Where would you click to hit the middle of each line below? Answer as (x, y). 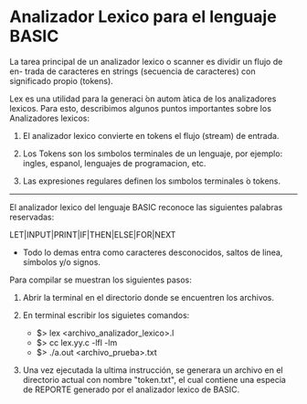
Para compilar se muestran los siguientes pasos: (101, 280)
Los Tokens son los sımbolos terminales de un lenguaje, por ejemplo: (153, 154)
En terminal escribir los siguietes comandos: (106, 315)
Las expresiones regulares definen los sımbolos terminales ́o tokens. (152, 181)
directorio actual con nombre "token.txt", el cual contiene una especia (154, 379)
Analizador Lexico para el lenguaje (143, 17)
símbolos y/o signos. (61, 261)
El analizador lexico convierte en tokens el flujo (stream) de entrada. (151, 135)
